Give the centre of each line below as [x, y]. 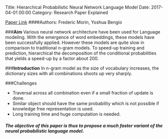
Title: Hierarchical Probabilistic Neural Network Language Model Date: [78, 7]
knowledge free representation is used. [53, 109]
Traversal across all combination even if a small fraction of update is [83, 93]
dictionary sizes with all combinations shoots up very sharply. [69, 73]
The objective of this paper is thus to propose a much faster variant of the [84, 125]
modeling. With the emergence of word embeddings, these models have [80, 37]
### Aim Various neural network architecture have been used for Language [83, 32]
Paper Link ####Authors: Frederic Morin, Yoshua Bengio [64, 22]
